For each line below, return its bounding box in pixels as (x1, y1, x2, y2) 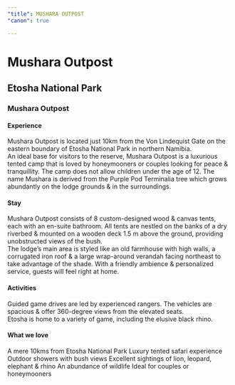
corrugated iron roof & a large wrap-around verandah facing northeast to (7, 252, 221, 260)
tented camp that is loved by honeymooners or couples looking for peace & (7, 159, 229, 168)
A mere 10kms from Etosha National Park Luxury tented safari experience (7, 347, 223, 355)
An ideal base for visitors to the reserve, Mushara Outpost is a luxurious (7, 152, 218, 161)
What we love (7, 331, 48, 339)
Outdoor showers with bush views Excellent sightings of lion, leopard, (7, 354, 212, 363)
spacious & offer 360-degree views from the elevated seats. (7, 307, 184, 315)
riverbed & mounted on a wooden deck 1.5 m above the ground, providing (7, 229, 224, 238)
